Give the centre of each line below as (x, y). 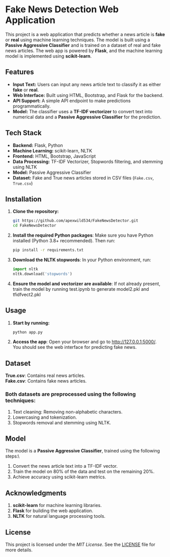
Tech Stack (23, 133)
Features (20, 72)
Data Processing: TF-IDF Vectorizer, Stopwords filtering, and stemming (88, 161)
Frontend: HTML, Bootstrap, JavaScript (54, 156)
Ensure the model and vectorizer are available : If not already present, (86, 284)
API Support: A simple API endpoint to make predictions (72, 100)
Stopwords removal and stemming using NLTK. (62, 422)
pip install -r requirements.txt (48, 250)
